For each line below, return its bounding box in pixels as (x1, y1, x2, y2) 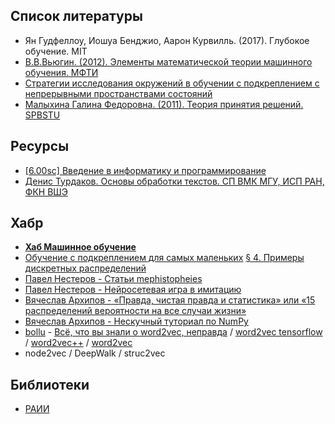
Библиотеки (10, 376, 90, 393)
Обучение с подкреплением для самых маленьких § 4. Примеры (24, 252, 305, 264)
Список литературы (10, 8, 143, 25)
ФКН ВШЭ (24, 185, 68, 198)
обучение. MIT (24, 45, 88, 57)
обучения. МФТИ (24, 66, 99, 78)
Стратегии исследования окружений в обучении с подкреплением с (24, 77, 320, 89)
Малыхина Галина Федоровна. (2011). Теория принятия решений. (24, 98, 304, 110)
